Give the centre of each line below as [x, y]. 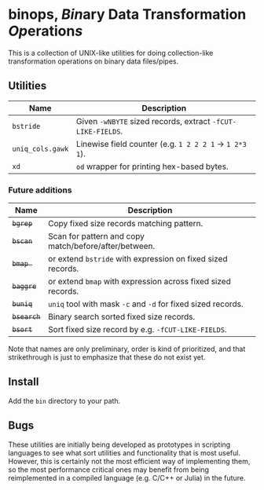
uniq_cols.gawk [40, 148]
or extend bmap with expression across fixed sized [140, 282]
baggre [24, 287]
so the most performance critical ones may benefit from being [109, 470]
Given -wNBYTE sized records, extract [143, 121]
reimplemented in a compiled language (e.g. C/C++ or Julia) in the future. [127, 477]
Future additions [40, 190]
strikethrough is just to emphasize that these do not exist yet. [107, 357]
